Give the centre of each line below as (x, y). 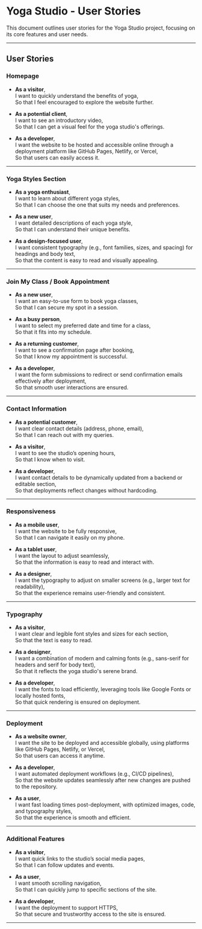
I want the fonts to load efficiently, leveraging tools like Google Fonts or (103, 689)
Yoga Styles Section (36, 179)
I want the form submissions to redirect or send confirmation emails (99, 375)
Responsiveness (31, 511)
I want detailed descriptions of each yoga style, (74, 223)
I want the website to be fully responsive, (66, 531)
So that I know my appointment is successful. (71, 357)
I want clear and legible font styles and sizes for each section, (92, 634)
